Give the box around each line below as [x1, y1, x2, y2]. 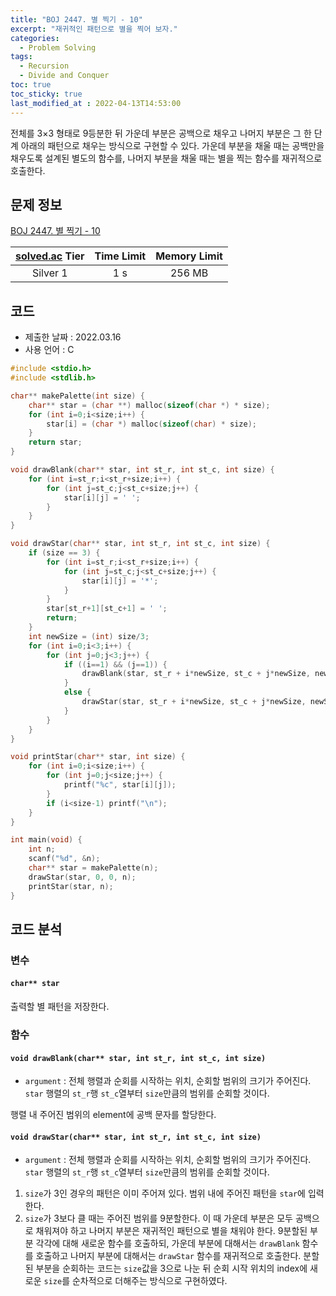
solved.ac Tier [15, 249, 85, 263]
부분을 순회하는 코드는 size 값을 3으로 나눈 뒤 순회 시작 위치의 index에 [35, 1262, 308, 1275]
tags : [10, 52, 33, 62]
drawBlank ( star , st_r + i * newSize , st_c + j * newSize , [81, 669, 311, 679]
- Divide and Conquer [19, 71, 110, 81]
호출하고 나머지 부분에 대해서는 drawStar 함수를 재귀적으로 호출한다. [35, 1250, 302, 1262]
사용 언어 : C [24, 344, 75, 356]
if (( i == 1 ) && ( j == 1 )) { [63, 659, 168, 670]
